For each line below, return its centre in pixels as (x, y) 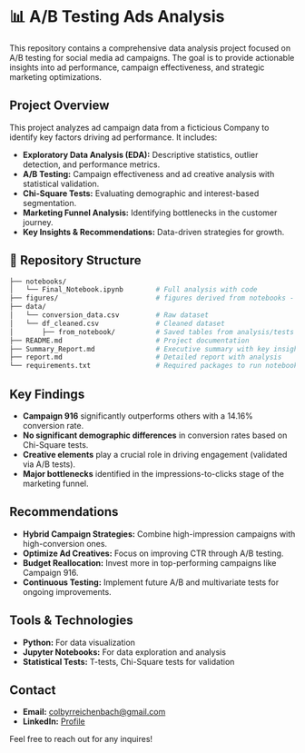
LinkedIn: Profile (54, 721)
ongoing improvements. (67, 591)
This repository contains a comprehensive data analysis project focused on (150, 48)
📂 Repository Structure (75, 260)
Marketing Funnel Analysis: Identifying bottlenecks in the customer (150, 213)
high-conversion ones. (64, 543)
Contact (33, 690)
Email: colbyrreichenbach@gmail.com (94, 712)
